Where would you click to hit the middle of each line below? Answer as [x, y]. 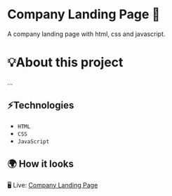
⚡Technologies [41, 105]
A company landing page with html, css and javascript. [86, 34]
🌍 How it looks [40, 164]
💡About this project [65, 62]
